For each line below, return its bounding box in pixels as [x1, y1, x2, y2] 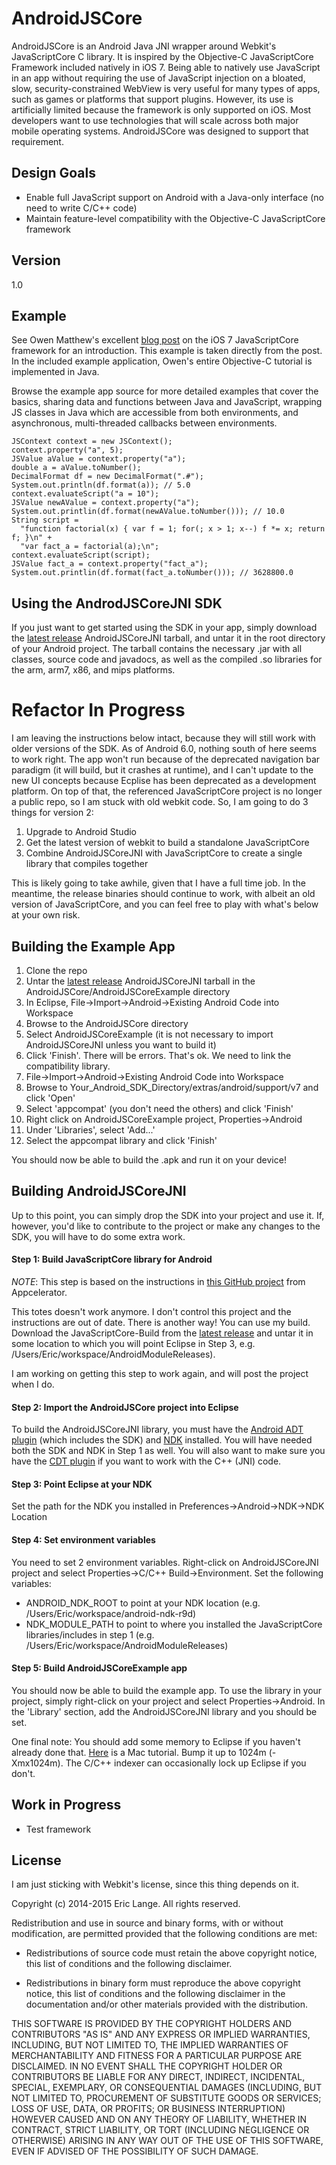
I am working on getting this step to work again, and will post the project [11, 1367, 309, 1379]
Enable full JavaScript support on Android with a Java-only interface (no [25, 191, 324, 203]
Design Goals [11, 165, 96, 182]
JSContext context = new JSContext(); [11, 437, 173, 447]
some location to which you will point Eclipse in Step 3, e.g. [11, 1337, 256, 1349]
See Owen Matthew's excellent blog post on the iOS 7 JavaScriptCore [11, 334, 299, 346]
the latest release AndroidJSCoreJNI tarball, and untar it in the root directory [11, 632, 326, 644]
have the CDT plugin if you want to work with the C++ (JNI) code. [11, 1455, 282, 1467]
